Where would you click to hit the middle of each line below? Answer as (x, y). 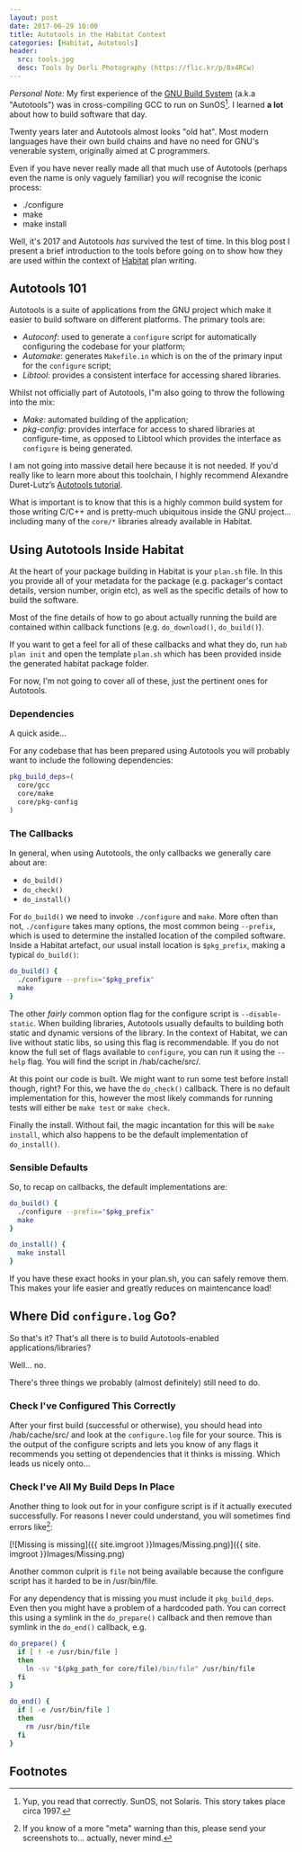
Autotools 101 (48, 288)
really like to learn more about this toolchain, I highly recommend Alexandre (149, 475)
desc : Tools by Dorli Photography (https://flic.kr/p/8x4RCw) (136, 68)
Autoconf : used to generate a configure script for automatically (140, 337)
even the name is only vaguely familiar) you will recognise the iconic (136, 177)
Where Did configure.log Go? (93, 1316)
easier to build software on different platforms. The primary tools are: (137, 319)
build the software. (44, 600)
